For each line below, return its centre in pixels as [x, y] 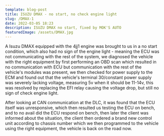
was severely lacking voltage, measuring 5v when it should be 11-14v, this [79, 83]
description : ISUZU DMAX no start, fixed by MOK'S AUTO [63, 28]
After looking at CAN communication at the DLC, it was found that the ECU [80, 102]
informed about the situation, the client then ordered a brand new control [79, 118]
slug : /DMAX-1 [20, 19]
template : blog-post [26, 10]
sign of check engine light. [32, 93]
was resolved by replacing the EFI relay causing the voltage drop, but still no [82, 88]
